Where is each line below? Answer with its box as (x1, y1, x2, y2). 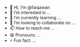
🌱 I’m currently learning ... (9, 15, 62, 20)
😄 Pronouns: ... (9, 32, 41, 38)
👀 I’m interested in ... (9, 10, 51, 15)
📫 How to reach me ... (9, 25, 55, 31)
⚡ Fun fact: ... (9, 37, 36, 43)
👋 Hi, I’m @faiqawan (9, 5, 50, 10)
